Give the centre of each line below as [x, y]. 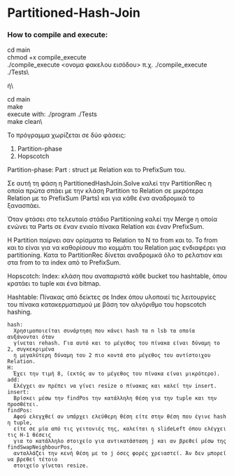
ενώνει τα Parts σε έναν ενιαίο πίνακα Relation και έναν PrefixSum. [106, 227]
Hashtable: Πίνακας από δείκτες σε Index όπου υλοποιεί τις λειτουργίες [112, 297]
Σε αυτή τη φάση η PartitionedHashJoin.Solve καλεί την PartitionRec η [109, 183]
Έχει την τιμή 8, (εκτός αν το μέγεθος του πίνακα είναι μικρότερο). [117, 374]
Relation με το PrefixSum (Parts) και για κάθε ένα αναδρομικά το [101, 198]
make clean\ [25, 122]
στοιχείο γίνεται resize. [51, 466]
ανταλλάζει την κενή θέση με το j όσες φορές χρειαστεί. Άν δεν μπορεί [120, 454]
